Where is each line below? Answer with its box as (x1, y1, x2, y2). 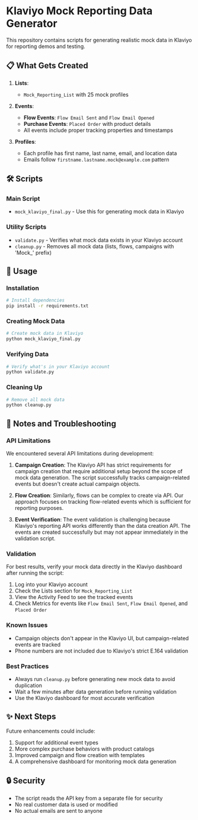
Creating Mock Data (6, 317, 65, 325)
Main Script (6, 195, 40, 203)
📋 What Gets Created (6, 61, 89, 71)
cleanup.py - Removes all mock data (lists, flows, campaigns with (14, 242, 174, 250)
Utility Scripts (6, 223, 47, 231)
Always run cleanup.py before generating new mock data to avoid (14, 675, 175, 682)
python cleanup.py (6, 402, 52, 408)
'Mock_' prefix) (14, 249, 52, 256)
